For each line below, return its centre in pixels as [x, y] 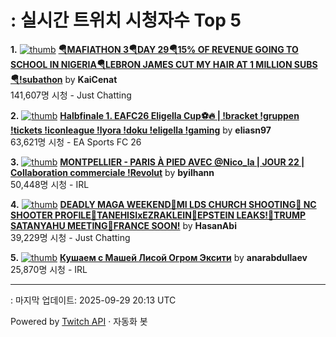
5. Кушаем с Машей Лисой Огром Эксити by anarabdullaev [159, 257]
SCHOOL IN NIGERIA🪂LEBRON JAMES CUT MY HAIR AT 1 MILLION [151, 64]
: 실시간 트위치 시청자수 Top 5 [126, 20]
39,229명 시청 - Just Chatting [70, 237]
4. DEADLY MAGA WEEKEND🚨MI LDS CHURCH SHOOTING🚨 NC [163, 204]
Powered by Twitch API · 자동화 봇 [79, 321]
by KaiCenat [91, 79]
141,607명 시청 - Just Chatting [71, 95]
